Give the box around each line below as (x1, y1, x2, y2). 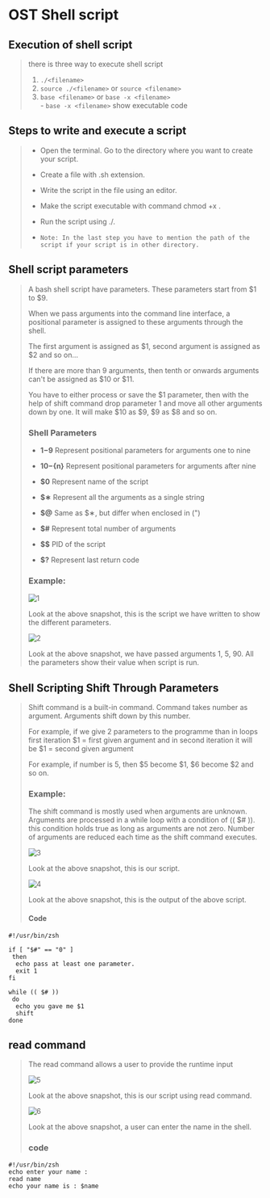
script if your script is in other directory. (39, 241, 200, 249)
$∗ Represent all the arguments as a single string (39, 492, 206, 502)
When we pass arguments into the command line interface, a (27, 309, 231, 318)
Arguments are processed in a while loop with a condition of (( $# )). (27, 815, 255, 825)
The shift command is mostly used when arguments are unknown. (27, 806, 247, 817)
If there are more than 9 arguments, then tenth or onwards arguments (27, 365, 260, 375)
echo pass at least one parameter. (15, 960, 135, 968)
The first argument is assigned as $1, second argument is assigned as (27, 341, 260, 351)
